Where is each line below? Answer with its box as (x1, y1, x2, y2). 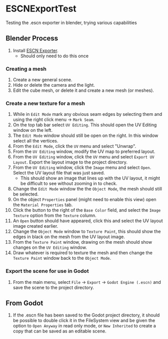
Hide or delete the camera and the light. (12, 82, 95, 88)
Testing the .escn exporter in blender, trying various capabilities (5, 20, 137, 26)
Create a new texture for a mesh (5, 100, 85, 107)
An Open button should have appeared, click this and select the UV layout (12, 218, 163, 224)
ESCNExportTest (5, 3, 76, 15)
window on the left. (12, 127, 53, 133)
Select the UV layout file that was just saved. (12, 170, 105, 176)
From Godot (5, 299, 43, 307)
